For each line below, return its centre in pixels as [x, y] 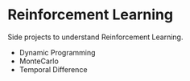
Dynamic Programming [57, 52]
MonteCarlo [39, 61]
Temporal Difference [53, 69]
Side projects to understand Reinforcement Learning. [95, 37]
